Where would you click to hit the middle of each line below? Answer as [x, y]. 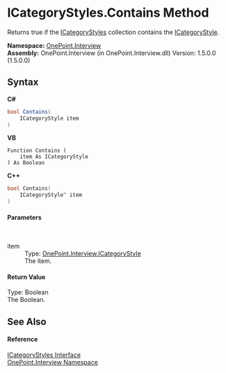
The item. [38, 261]
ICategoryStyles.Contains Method [108, 13]
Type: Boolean [28, 292]
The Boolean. [26, 300]
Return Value [26, 277]
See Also [27, 322]
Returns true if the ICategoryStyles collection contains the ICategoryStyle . [113, 32]
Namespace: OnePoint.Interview [54, 45]
